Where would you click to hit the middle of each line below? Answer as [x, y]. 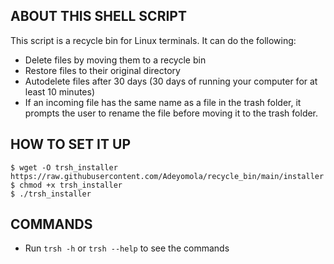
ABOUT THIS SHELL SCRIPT [98, 16]
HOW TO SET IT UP [70, 144]
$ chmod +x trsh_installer [66, 185]
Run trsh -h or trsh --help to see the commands [127, 248]
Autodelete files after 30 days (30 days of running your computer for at [171, 81]
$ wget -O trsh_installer [64, 167]
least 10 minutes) [60, 91]
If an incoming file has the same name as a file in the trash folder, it [163, 102]
